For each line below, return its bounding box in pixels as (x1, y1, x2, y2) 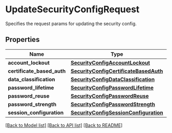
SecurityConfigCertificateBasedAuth (71, 68, 163, 75)
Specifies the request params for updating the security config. (5, 20, 137, 27)
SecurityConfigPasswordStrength (71, 101, 155, 108)
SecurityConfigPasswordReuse (71, 92, 149, 99)
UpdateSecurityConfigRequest (5, 4, 140, 15)
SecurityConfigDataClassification (71, 76, 155, 83)
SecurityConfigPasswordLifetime (71, 84, 154, 91)
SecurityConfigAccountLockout (71, 59, 150, 66)
